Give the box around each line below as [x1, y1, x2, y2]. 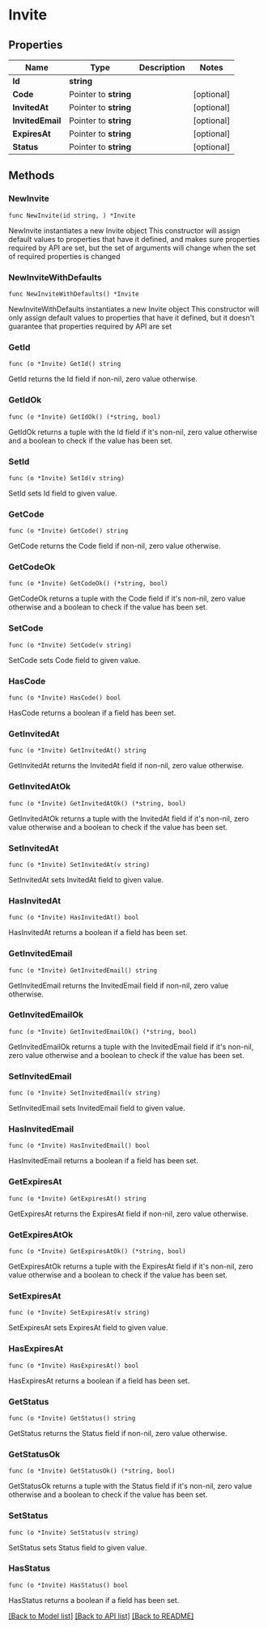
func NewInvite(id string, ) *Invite [8, 211, 136, 219]
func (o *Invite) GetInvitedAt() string [8, 746, 147, 754]
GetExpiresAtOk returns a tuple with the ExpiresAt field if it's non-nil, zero [8, 1261, 253, 1272]
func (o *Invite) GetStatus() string [8, 1414, 136, 1422]
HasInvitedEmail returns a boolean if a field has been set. [8, 1156, 198, 1166]
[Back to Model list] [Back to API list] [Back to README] [8, 1611, 194, 1621]
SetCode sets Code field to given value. [8, 655, 141, 665]
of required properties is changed [8, 251, 121, 261]
